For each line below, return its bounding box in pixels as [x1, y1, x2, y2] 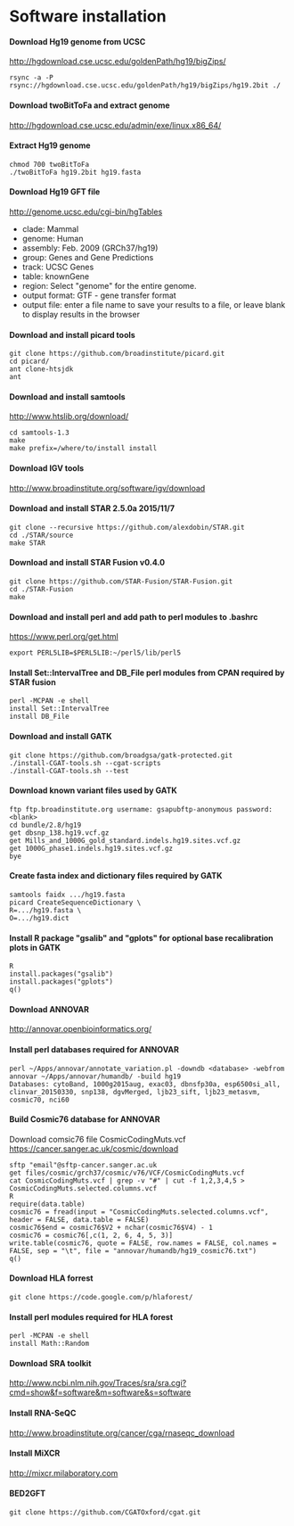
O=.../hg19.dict [9, 914, 69, 923]
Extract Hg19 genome [9, 140, 91, 151]
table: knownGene [21, 271, 90, 282]
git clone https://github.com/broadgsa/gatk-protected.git [9, 751, 233, 760]
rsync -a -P [9, 73, 53, 82]
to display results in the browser [21, 309, 141, 319]
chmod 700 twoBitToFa [9, 160, 90, 169]
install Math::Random [9, 1340, 90, 1349]
